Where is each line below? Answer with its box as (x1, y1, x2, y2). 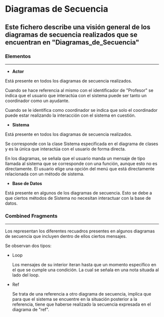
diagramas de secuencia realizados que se (5, 30, 138, 39)
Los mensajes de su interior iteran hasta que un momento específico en (12, 262, 157, 268)
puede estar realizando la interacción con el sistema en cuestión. (5, 112, 136, 118)
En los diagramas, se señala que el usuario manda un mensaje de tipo (5, 155, 145, 161)
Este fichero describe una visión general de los (5, 23, 150, 31)
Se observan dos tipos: (5, 243, 52, 249)
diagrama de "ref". (12, 307, 50, 313)
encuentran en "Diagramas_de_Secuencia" (5, 38, 140, 46)
